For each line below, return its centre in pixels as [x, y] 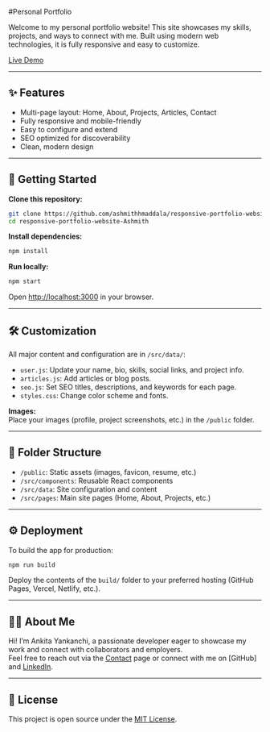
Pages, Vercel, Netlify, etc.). [54, 589]
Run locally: [29, 267]
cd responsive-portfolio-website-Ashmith [79, 221]
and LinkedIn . [31, 667]
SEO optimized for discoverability [75, 138]
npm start [25, 281]
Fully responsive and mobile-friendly [81, 121]
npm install [28, 252]
